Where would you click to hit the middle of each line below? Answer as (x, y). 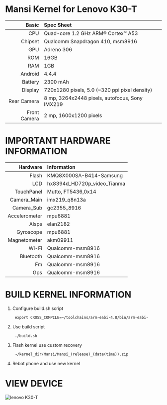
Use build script (29, 326)
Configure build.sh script (38, 308)
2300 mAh (57, 82)
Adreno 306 (58, 49)
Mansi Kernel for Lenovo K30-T (71, 9)
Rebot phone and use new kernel (46, 363)
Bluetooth (31, 256)
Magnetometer (25, 240)
